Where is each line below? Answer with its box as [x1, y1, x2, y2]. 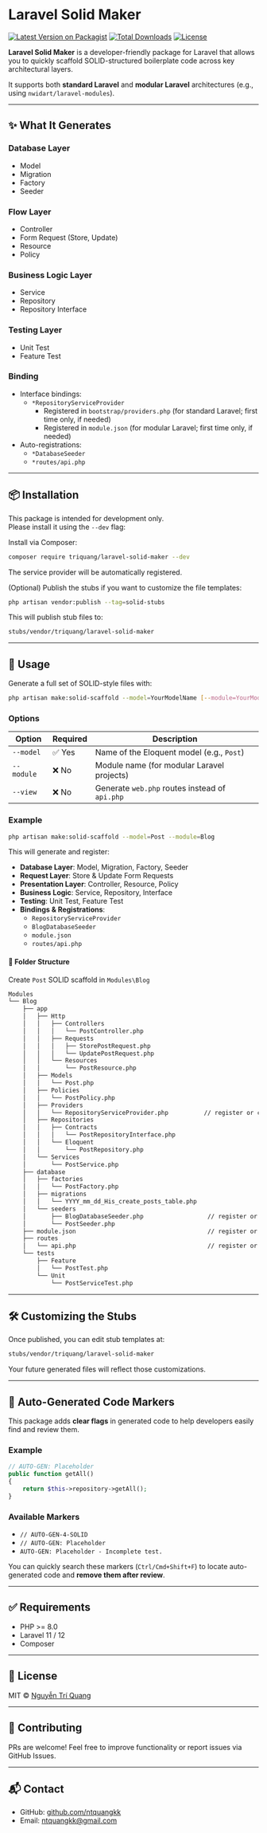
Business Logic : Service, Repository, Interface [19, 888, 173, 897]
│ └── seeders [22, 1205, 77, 1213]
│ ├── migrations [22, 1190, 87, 1199]
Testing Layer [8, 324, 62, 336]
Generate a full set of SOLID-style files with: [8, 679, 153, 689]
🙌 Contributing [8, 1721, 83, 1735]
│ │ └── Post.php [22, 1079, 94, 1087]
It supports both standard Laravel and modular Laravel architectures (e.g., [8, 80, 254, 89]
